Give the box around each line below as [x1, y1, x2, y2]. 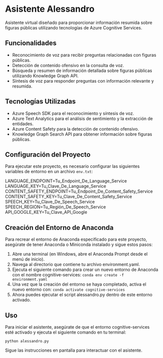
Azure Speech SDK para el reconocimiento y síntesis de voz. [12, 110, 134, 116]
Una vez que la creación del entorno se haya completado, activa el [12, 281, 146, 287]
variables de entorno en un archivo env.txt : [5, 169, 93, 175]
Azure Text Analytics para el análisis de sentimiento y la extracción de [12, 115, 153, 121]
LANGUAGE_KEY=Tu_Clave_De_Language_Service [5, 183, 106, 189]
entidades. [12, 121, 34, 127]
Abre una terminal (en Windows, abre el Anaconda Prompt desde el [12, 251, 148, 257]
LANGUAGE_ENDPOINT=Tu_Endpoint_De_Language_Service [5, 178, 127, 184]
